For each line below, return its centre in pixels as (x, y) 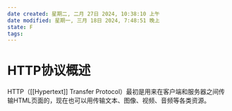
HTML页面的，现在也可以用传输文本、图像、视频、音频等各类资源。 (112, 100)
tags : (15, 34)
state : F (20, 27)
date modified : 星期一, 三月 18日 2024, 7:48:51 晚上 (84, 21)
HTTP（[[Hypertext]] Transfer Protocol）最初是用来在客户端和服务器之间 (113, 92)
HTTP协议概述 (49, 71)
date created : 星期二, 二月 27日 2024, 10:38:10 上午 (84, 14)
